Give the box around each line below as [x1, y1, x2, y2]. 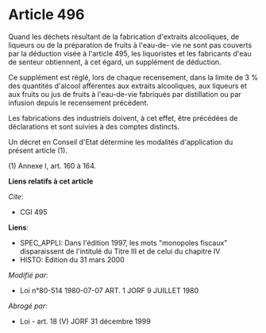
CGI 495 [19, 207, 48, 216]
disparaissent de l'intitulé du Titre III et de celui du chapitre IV [19, 246, 221, 256]
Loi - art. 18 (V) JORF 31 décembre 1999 [19, 316, 151, 326]
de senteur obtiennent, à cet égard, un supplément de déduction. [8, 57, 222, 67]
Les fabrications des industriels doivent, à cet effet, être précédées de [8, 113, 238, 122]
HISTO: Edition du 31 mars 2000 [19, 254, 125, 264]
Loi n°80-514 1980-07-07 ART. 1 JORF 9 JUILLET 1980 [19, 285, 199, 295]
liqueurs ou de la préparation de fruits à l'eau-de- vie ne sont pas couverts [8, 40, 253, 49]
